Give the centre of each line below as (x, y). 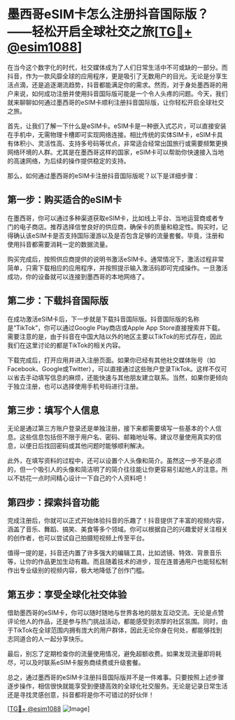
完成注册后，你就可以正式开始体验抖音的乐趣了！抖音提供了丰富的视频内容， (117, 521)
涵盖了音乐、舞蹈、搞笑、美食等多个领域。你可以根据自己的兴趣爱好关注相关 (117, 529)
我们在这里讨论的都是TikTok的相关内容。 (66, 345)
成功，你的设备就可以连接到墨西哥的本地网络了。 (78, 276)
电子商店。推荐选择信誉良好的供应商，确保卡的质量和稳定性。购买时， (120, 226)
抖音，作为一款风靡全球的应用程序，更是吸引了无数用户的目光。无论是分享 (114, 76)
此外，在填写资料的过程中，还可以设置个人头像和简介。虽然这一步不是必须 (114, 461)
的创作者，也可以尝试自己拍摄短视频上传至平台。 (78, 538)
